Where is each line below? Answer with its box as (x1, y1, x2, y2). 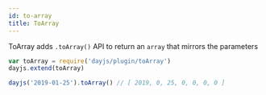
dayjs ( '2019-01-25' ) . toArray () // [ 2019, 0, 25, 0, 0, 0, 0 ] (8, 79, 226, 87)
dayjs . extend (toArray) (8, 64, 85, 72)
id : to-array (8, 11, 52, 20)
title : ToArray (8, 19, 60, 27)
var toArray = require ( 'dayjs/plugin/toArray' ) (8, 57, 172, 65)
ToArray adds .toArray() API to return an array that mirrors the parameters (8, 41, 259, 51)
